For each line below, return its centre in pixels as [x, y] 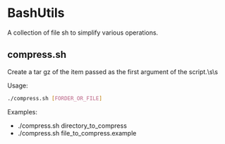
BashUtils [36, 13]
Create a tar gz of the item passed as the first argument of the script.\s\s [113, 71]
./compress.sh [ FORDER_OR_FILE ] [55, 98]
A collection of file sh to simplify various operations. [83, 32]
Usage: [18, 85]
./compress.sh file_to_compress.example [77, 133]
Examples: [22, 112]
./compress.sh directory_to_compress [72, 126]
